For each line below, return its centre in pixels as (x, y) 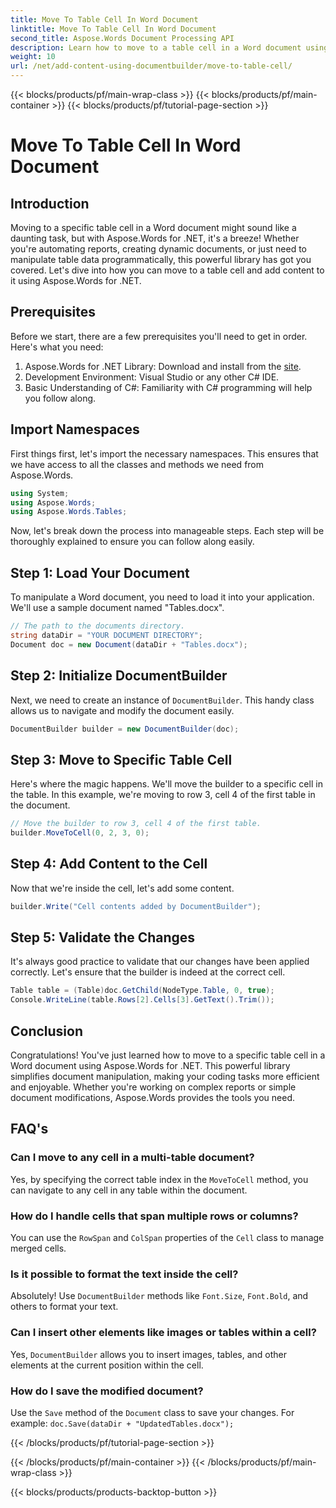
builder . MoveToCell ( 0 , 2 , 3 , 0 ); (80, 833)
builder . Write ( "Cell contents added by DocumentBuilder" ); (136, 906)
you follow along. (60, 398)
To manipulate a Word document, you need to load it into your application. (162, 597)
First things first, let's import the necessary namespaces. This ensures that (164, 453)
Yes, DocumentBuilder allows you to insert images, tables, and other (148, 1354)
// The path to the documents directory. (98, 626)
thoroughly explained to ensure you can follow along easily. (132, 542)
